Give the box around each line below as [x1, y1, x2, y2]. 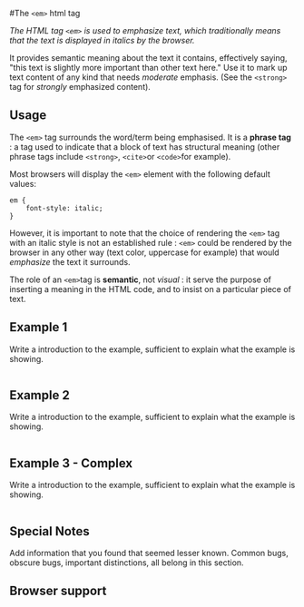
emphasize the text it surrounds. [9, 256, 131, 267]
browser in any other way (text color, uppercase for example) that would [9, 247, 279, 258]
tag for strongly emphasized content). [9, 82, 152, 92]
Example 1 [9, 319, 68, 335]
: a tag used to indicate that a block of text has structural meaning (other [9, 141, 280, 152]
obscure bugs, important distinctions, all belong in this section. [9, 557, 244, 568]
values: [9, 178, 36, 189]
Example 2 [9, 387, 70, 403]
